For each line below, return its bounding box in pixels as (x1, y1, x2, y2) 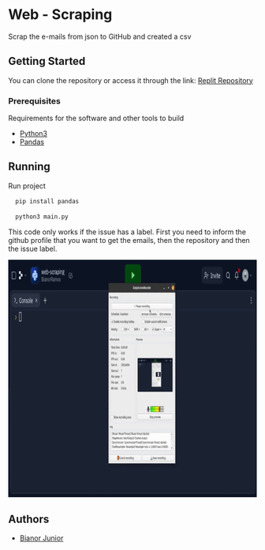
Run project (8, 180, 46, 191)
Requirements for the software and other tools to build (8, 113, 185, 123)
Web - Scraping (8, 6, 113, 24)
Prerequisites (8, 95, 61, 106)
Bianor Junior (19, 533, 64, 543)
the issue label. (8, 244, 58, 253)
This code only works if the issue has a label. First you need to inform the (8, 227, 247, 237)
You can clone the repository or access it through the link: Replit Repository (8, 75, 254, 85)
